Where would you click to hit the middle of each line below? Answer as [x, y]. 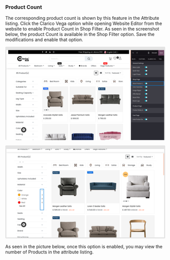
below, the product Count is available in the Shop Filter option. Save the [80, 35]
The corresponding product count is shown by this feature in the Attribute [82, 18]
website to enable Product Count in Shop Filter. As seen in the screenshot [82, 29]
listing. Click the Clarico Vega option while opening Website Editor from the [84, 23]
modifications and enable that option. [44, 40]
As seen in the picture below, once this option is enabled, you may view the [84, 246]
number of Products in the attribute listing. [49, 252]
